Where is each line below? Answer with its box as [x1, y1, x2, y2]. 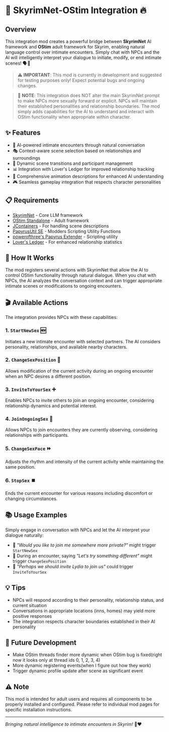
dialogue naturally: [5, 532, 44, 538]
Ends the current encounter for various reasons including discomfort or [5, 490, 153, 496]
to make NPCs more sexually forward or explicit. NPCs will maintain [17, 98, 157, 104]
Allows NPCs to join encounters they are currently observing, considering [5, 427, 157, 433]
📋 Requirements [5, 196, 59, 205]
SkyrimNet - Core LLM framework [12, 212, 83, 218]
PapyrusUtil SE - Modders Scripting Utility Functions [12, 228, 121, 234]
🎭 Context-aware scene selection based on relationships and [12, 148, 141, 154]
